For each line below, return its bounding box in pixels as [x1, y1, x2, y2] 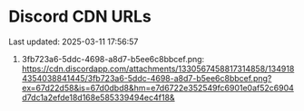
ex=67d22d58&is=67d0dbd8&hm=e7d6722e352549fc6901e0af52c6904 [21, 82, 294, 93]
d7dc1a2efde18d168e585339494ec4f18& [21, 92, 175, 103]
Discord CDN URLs [8, 6, 152, 27]
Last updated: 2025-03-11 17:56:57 [8, 36, 139, 47]
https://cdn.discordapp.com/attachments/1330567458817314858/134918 [21, 63, 295, 74]
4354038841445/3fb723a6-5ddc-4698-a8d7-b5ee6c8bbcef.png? [21, 72, 272, 83]
